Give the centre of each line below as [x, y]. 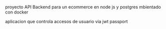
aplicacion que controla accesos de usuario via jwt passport [66, 22]
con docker [17, 12]
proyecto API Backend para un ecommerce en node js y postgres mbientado [83, 7]
